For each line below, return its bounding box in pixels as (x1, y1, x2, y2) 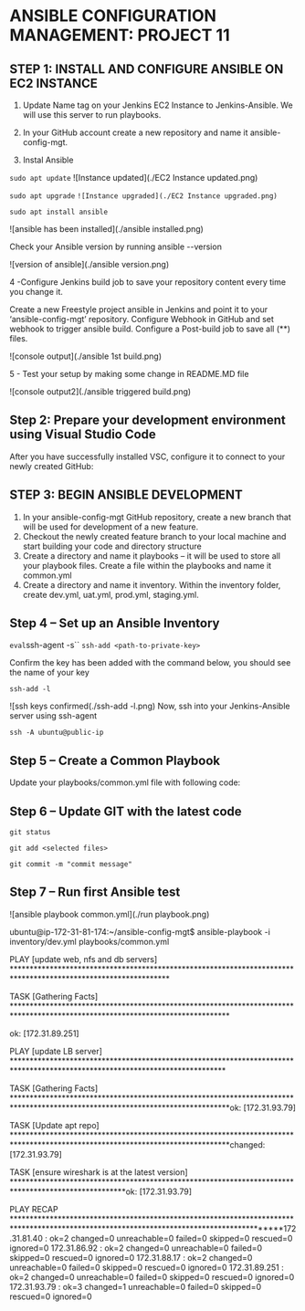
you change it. (9, 287, 64, 297)
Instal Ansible (22, 154, 74, 165)
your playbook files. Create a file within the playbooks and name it (22, 560, 272, 571)
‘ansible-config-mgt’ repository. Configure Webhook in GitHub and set (9, 314, 274, 324)
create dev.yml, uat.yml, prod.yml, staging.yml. (22, 589, 199, 600)
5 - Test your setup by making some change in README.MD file (9, 369, 249, 379)
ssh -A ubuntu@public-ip (9, 728, 104, 738)
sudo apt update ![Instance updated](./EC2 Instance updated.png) (9, 173, 258, 183)
